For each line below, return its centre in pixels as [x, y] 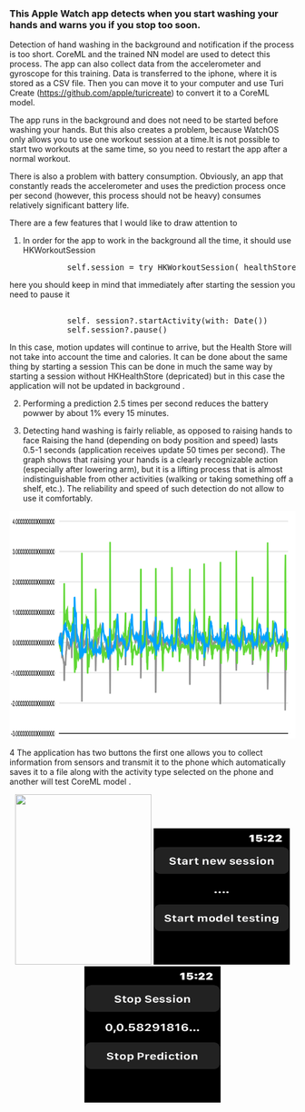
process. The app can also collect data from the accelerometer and [135, 64]
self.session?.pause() [117, 330]
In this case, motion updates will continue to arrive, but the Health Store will [151, 347]
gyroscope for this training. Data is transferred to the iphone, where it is [143, 74]
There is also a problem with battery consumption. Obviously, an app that [147, 176]
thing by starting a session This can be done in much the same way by [141, 367]
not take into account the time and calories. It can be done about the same [148, 357]
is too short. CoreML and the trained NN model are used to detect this [140, 55]
